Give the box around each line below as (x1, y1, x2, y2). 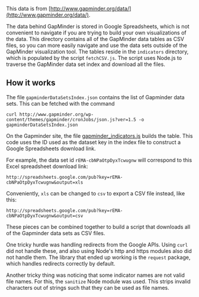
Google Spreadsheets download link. (6, 145, 96, 152)
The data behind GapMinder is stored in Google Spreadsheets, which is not (6, 23, 190, 30)
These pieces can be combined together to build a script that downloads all (6, 223, 191, 230)
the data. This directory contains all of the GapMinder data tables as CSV (6, 36, 185, 42)
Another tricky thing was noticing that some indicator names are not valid (6, 271, 185, 279)
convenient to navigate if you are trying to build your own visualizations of (6, 29, 187, 36)
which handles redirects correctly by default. (6, 260, 115, 267)
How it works (6, 78, 56, 88)
